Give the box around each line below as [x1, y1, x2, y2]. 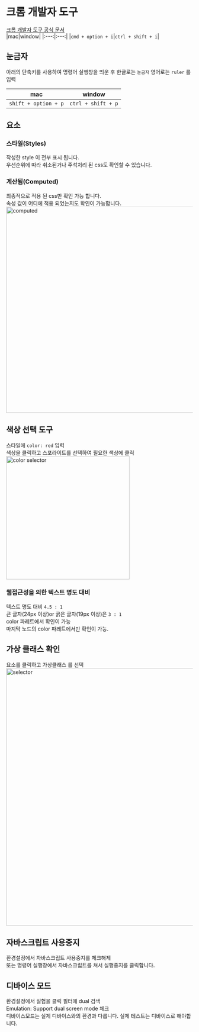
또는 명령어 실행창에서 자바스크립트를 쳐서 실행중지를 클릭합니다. [6, 962, 155, 969]
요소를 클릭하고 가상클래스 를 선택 [6, 661, 84, 668]
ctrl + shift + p [69, 100, 118, 107]
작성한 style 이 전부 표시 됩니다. [6, 154, 80, 161]
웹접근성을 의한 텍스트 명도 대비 [6, 589, 91, 597]
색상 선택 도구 [6, 425, 53, 435]
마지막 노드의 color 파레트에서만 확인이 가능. [6, 625, 109, 632]
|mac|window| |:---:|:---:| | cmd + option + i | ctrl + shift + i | [6, 33, 160, 40]
